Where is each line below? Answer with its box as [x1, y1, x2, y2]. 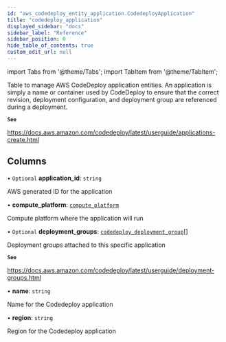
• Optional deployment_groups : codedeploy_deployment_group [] [7, 227, 188, 235]
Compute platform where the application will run [7, 214, 144, 222]
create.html [7, 135, 40, 143]
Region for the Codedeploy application [7, 327, 117, 335]
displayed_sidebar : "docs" [7, 23, 84, 30]
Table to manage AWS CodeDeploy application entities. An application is [7, 81, 212, 89]
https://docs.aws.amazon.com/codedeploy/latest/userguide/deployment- [7, 266, 215, 274]
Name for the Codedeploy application [7, 300, 113, 308]
